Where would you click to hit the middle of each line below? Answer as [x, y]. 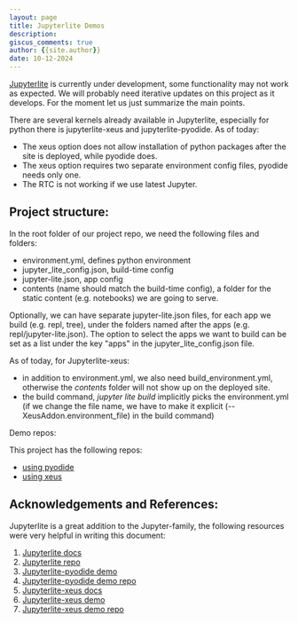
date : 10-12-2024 [41, 59]
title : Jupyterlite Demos [57, 26]
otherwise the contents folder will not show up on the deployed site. [146, 387]
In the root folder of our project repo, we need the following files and [134, 233]
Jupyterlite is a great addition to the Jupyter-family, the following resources [147, 525]
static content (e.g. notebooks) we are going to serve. [120, 297]
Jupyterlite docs [52, 552]
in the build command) [173, 415]
